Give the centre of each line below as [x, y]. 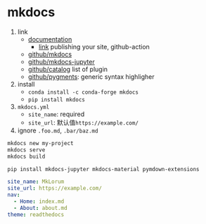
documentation [50, 39]
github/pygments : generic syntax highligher [91, 76]
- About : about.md [41, 208]
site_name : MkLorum [36, 182]
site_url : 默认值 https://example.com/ [83, 122]
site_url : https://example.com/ [54, 188]
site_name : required [56, 114]
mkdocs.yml [33, 107]
